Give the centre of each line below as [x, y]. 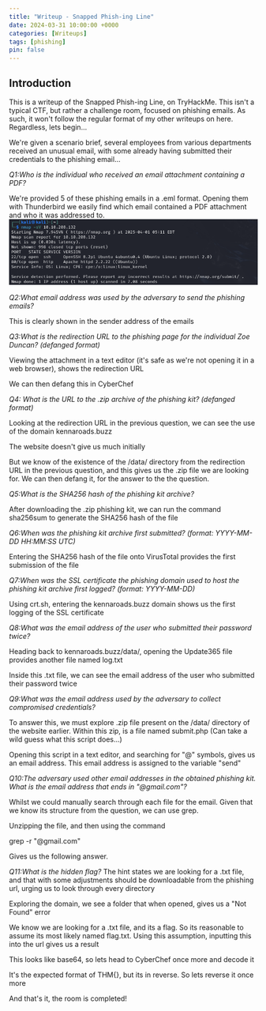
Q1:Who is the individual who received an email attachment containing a [127, 175]
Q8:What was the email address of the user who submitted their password [130, 627]
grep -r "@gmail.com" [45, 840]
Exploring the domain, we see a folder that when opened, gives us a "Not [128, 904]
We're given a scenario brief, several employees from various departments [130, 142]
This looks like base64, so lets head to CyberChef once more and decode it [132, 959]
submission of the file [44, 565]
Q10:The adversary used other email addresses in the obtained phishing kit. [133, 778]
